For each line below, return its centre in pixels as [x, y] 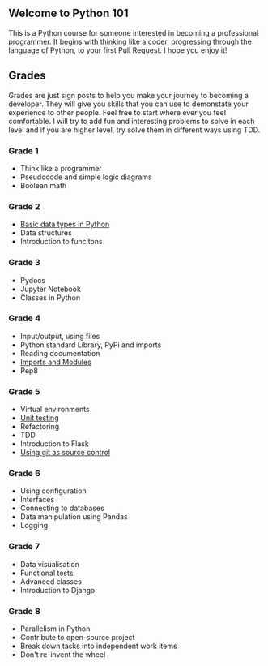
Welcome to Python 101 [68, 13]
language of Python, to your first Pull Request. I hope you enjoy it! [118, 50]
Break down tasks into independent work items [98, 646]
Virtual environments [55, 410]
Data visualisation [49, 564]
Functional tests [47, 573]
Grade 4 [25, 318]
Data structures [46, 233]
